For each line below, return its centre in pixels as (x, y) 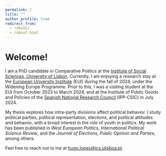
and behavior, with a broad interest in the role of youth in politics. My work (81, 122)
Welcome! (27, 57)
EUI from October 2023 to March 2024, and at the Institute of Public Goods (82, 92)
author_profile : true (28, 19)
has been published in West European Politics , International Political (75, 128)
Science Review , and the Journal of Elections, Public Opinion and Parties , (80, 133)
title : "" (15, 14)
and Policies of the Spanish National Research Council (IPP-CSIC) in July (79, 97)
